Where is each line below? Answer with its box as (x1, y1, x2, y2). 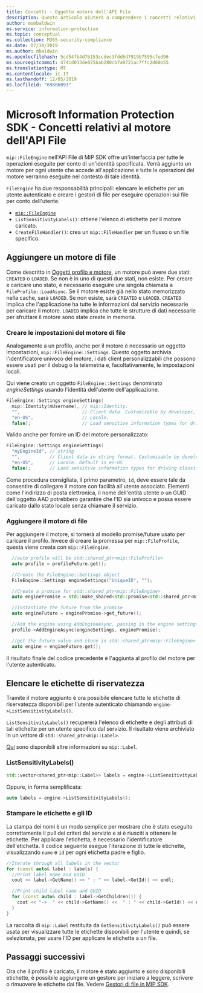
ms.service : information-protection (6, 25, 98, 32)
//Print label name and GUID (11, 872, 85, 878)
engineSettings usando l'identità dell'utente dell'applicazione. (6, 386, 159, 393)
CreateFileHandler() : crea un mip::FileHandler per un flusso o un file (14, 228, 189, 236)
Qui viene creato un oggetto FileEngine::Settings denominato (6, 380, 163, 387)
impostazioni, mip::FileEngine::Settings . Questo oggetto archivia (6, 349, 172, 356)
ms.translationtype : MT (6, 65, 66, 71)
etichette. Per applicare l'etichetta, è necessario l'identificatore (6, 835, 163, 843)
